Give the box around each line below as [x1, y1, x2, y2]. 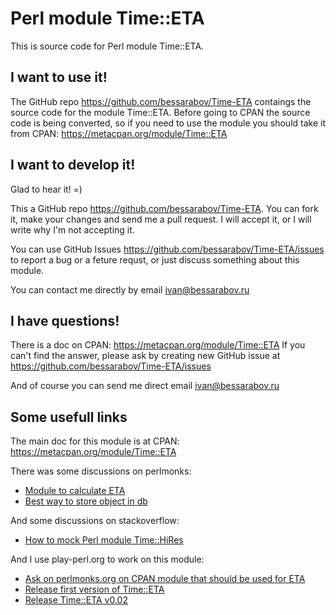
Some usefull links [10, 408, 128, 426]
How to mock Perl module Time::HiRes [24, 534, 184, 546]
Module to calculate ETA [24, 485, 126, 497]
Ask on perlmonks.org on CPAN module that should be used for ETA [24, 573, 306, 585]
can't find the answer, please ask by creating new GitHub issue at [10, 350, 281, 362]
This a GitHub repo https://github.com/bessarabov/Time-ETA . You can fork [10, 202, 319, 214]
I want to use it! [10, 69, 108, 86]
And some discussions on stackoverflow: [10, 515, 180, 527]
